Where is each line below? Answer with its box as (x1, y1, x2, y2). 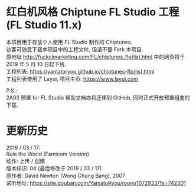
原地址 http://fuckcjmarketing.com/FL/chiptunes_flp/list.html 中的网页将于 (6, 53, 185, 60)
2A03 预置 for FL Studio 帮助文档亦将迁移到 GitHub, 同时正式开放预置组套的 (6, 94, 190, 101)
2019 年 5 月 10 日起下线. (6, 60, 67, 68)
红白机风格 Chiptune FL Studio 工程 (6, 5, 179, 19)
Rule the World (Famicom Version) (6, 150, 90, 157)
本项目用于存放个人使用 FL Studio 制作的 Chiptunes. (6, 38, 133, 45)
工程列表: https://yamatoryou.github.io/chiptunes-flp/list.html (6, 68, 155, 75)
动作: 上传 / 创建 (6, 157, 45, 164)
